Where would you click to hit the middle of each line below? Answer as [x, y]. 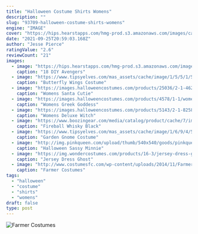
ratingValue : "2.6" [30, 50]
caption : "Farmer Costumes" [51, 170]
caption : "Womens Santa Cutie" [55, 93]
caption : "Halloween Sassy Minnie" [60, 148]
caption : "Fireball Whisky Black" [59, 126]
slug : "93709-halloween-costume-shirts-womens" [66, 22]
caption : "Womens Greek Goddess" [58, 104]
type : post [19, 208]
